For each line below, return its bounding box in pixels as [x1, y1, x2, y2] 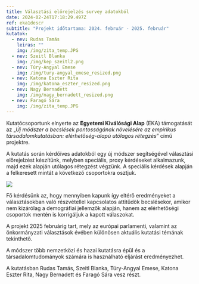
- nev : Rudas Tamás [11, 36, 60, 42]
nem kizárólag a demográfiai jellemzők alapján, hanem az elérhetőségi [6, 204, 179, 212]
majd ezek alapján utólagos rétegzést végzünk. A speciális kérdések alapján [6, 162, 193, 170]
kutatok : [6, 31, 28, 37]
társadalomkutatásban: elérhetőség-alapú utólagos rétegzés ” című [6, 132, 173, 139]
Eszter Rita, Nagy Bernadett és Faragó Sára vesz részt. [6, 271, 141, 278]
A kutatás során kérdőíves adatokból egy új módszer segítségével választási [6, 150, 194, 157]
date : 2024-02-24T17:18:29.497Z [6, 14, 86, 20]
